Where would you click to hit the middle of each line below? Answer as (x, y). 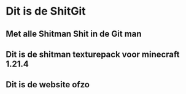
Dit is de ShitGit (46, 11)
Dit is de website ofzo (48, 85)
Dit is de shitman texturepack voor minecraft (93, 54)
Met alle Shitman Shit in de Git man (74, 34)
